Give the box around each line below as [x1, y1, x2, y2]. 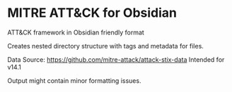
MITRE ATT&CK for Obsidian [7, 5, 177, 21]
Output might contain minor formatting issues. [7, 76, 141, 85]
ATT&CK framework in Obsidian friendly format [7, 28, 145, 37]
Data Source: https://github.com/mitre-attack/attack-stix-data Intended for [7, 55, 225, 64]
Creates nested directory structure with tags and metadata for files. [7, 41, 204, 50]
